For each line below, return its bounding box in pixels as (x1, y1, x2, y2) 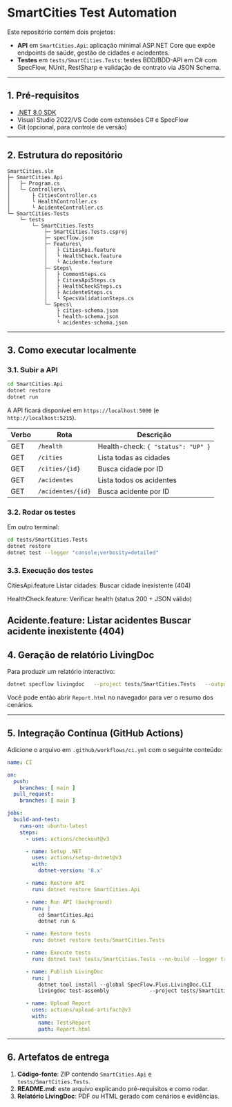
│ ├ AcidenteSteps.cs (43, 289, 113, 295)
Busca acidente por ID (97, 486, 170, 496)
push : (13, 778, 30, 785)
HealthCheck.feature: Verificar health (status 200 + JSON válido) (7, 595, 192, 603)
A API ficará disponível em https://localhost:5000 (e (7, 406, 159, 414)
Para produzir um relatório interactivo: (7, 668, 115, 676)
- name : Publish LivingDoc (25, 968, 104, 975)
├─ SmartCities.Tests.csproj (43, 228, 128, 235)
